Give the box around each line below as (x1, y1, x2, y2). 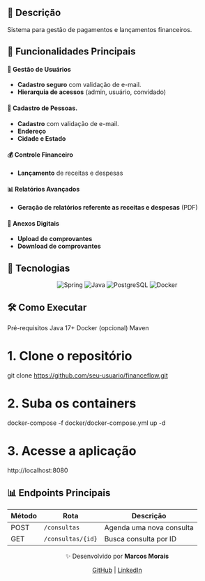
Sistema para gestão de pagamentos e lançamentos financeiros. (7, 25, 192, 33)
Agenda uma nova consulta (104, 523, 194, 533)
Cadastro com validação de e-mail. (17, 119, 120, 127)
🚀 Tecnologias (7, 262, 70, 274)
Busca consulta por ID (104, 534, 176, 544)
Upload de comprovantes (17, 235, 93, 243)
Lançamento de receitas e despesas (17, 169, 123, 177)
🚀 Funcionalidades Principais (7, 46, 136, 58)
